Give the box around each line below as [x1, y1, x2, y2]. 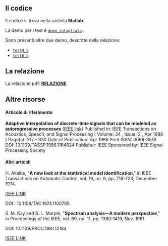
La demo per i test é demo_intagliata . [5, 27, 85, 33]
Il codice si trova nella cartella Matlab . [5, 17, 85, 23]
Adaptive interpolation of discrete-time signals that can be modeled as [5, 120, 156, 127]
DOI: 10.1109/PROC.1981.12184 [5, 225, 67, 232]
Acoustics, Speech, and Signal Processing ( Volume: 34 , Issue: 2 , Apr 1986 [5, 131, 163, 137]
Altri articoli [5, 159, 31, 165]
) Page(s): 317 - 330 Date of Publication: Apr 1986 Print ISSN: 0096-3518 [5, 137, 156, 143]
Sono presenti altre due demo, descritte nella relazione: [5, 37, 121, 43]
